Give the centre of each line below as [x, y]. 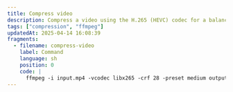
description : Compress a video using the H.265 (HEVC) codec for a [107, 20]
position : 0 [37, 65]
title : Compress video [40, 13]
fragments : [23, 39]
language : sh [38, 59]
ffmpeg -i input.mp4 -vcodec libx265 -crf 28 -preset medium [116, 78]
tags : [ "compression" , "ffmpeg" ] [55, 26]
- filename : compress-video [54, 46]
